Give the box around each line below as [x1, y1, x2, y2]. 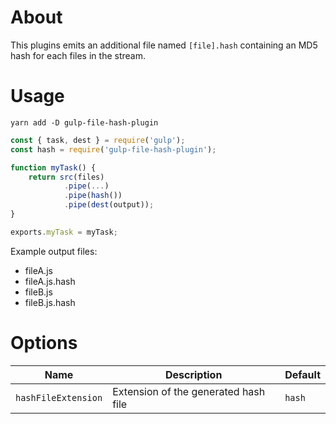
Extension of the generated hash [112, 384, 266, 398]
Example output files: [10, 245, 98, 257]
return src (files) [28, 172, 105, 182]
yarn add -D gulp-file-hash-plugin [10, 117, 159, 128]
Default [284, 367, 321, 381]
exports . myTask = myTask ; [10, 227, 118, 237]
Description [164, 367, 223, 381]
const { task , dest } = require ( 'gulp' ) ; [10, 135, 186, 145]
